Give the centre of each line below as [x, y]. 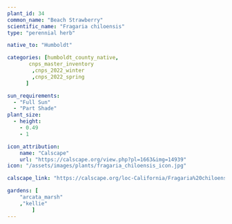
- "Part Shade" [35, 109]
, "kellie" [34, 203]
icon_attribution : [33, 146]
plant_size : [24, 115]
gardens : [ [23, 191]
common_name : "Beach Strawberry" [55, 20]
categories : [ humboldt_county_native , [63, 58]
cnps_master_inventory [61, 64]
